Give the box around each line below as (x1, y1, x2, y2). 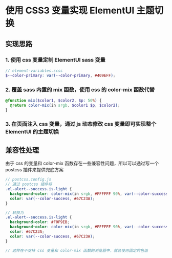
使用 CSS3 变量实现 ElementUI (5, 5, 135, 16)
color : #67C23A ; (10, 229, 45, 234)
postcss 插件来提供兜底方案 (5, 167, 64, 173)
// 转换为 (5, 210, 24, 215)
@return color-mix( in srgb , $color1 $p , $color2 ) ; (10, 103, 120, 108)
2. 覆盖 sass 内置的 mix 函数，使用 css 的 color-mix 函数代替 (5, 86, 155, 93)
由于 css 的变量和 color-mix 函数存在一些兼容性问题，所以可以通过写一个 (5, 160, 159, 167)
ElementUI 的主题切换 (5, 128, 59, 135)
